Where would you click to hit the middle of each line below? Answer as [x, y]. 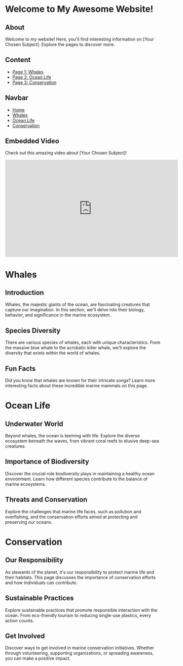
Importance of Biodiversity [47, 462]
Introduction [25, 293]
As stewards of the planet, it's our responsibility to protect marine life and [80, 572]
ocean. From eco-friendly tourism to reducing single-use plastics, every [78, 615]
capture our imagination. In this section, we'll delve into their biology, [75, 310]
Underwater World [34, 424]
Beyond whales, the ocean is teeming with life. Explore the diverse [73, 436]
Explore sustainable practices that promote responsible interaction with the [81, 610]
